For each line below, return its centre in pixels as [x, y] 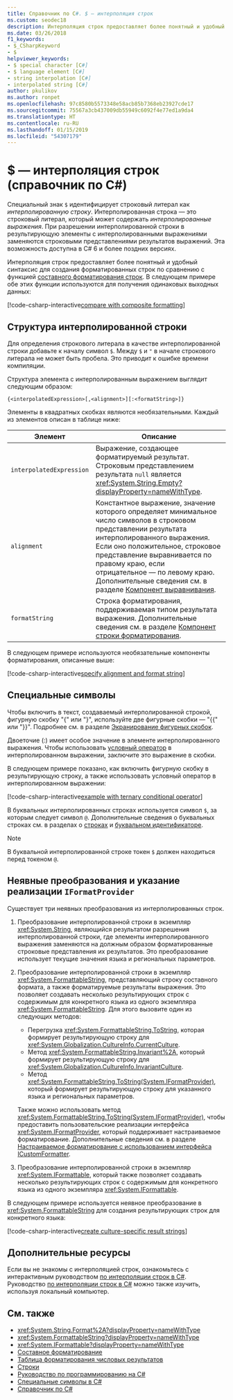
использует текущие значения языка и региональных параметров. [116, 959]
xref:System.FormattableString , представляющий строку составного [118, 980]
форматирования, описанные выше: [61, 660]
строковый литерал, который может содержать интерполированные [109, 219]
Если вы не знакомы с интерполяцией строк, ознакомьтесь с [98, 1270]
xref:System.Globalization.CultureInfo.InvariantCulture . [105, 1066]
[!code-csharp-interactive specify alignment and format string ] [96, 673]
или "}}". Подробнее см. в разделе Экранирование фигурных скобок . [110, 726]
